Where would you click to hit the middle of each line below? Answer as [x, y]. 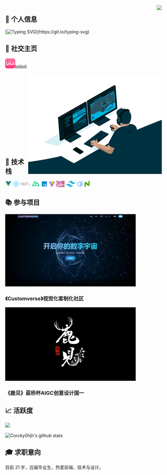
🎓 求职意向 [23, 452]
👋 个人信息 [21, 19]
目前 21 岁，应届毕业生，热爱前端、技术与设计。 [54, 468]
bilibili [21, 66]
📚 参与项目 [23, 202]
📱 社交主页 [21, 49]
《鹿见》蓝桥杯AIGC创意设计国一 [45, 393]
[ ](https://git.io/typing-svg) [47, 31]
